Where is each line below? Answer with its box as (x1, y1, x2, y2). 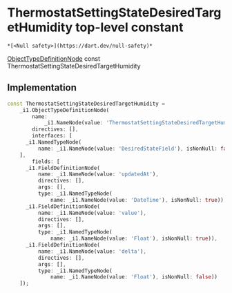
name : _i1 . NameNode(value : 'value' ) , (37, 209, 147, 216)
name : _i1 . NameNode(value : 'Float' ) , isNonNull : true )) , (50, 235, 217, 243)
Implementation (7, 82, 77, 94)
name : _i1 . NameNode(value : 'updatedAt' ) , (37, 171, 159, 178)
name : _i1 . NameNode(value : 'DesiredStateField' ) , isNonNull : (37, 145, 217, 152)
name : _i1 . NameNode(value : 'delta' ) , (37, 247, 147, 255)
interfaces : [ (32, 133, 72, 140)
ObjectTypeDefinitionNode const (7, 54, 101, 63)
